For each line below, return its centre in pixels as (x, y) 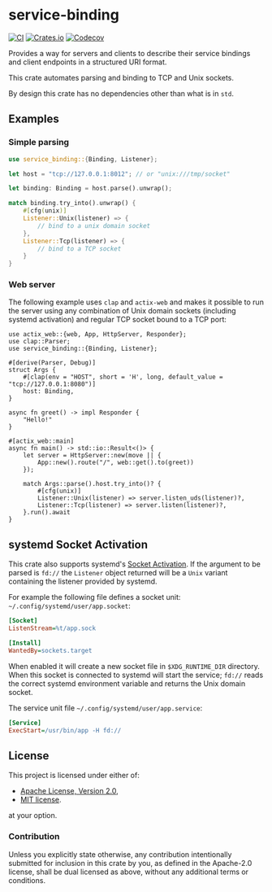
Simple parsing (39, 142)
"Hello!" (38, 420)
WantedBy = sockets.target (50, 650)
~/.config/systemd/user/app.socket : (70, 606)
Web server (32, 285)
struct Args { (32, 370)
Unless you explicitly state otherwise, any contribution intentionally (120, 854)
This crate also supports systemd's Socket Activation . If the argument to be (135, 564)
